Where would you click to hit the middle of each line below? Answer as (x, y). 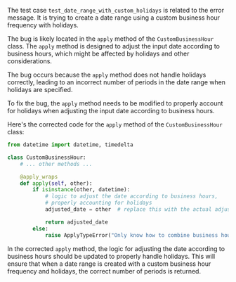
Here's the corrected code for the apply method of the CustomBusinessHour (115, 124)
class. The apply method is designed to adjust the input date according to (113, 46)
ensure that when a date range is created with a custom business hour (109, 264)
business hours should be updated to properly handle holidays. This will (111, 256)
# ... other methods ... (56, 164)
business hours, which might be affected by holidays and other (98, 53)
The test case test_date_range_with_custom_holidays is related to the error (116, 10)
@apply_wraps (39, 177)
